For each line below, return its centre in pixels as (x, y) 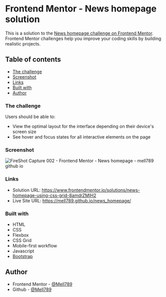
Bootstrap (22, 256)
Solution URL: (26, 190)
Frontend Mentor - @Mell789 (42, 284)
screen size (24, 132)
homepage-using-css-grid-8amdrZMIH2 (54, 195)
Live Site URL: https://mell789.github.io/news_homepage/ (72, 200)
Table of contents (33, 60)
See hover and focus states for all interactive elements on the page (81, 137)
